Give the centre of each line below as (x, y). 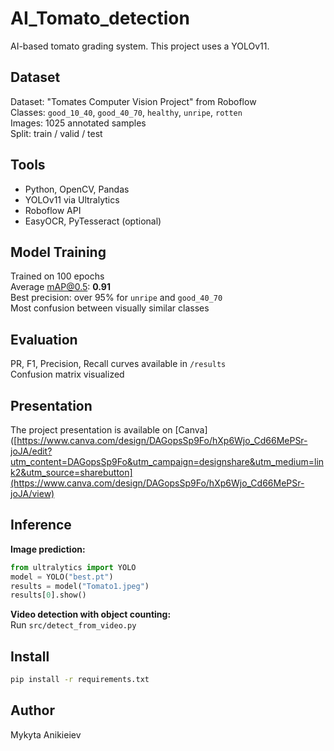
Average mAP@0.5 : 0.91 (60, 287)
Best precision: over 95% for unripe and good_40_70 (116, 298)
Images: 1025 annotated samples (78, 123)
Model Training (58, 252)
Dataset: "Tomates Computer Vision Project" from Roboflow (133, 101)
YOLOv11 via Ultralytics (72, 199)
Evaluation (44, 339)
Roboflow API (53, 210)
